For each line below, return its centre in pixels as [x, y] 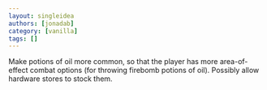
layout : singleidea [41, 16]
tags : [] [23, 39]
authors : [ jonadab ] [41, 24]
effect [18, 71]
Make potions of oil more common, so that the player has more [113, 62]
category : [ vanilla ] [43, 31]
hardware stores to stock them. [60, 79]
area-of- [234, 62]
